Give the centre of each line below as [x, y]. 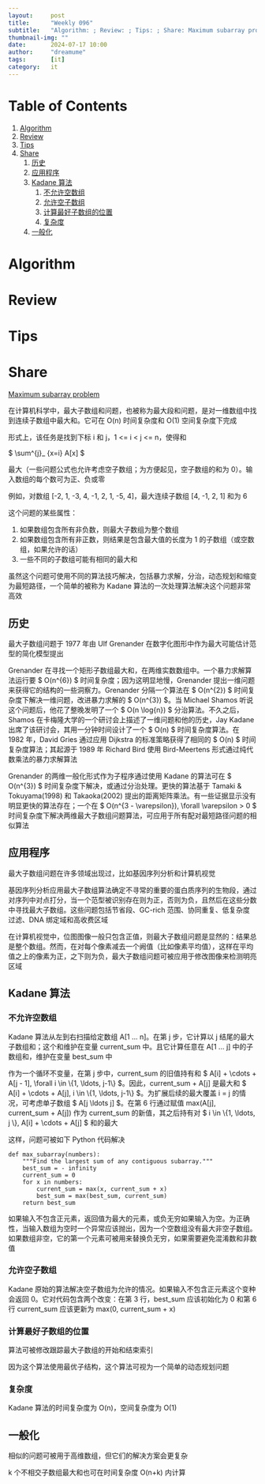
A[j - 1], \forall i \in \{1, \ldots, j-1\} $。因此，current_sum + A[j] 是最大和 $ [127, 1083]
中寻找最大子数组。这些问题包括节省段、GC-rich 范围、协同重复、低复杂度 [129, 910]
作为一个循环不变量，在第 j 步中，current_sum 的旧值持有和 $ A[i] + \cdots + [132, 1073]
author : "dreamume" [47, 52]
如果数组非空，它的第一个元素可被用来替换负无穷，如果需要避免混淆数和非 [129, 1238]
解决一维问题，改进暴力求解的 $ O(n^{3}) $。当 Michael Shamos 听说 [141, 700]
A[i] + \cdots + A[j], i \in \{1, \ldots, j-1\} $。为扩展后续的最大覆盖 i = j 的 [124, 1093]
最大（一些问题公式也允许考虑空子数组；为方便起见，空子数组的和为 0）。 [127, 469]
